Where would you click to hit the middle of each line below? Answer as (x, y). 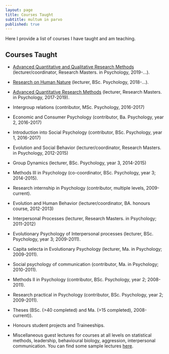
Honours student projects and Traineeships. (59, 326)
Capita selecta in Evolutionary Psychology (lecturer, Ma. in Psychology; (87, 249)
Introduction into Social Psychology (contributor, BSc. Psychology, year (87, 132)
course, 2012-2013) (33, 209)
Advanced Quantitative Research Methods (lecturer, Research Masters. (87, 92)
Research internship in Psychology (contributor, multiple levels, (79, 188)
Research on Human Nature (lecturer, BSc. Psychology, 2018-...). (81, 82)
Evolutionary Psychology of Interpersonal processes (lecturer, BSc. (83, 234)
